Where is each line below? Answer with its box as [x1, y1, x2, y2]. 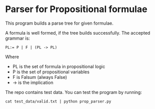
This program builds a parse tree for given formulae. [5, 20, 114, 26]
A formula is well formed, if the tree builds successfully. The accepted [5, 30, 150, 36]
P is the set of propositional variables [12, 69, 90, 75]
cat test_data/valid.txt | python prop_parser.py [5, 99, 112, 104]
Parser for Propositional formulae [5, 4, 147, 15]
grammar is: [5, 35, 30, 41]
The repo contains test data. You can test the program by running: [5, 89, 142, 95]
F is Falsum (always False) [12, 74, 67, 80]
